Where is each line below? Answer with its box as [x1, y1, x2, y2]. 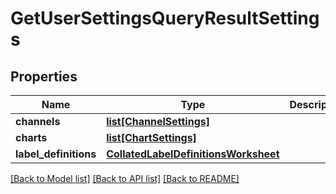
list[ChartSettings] [106, 131, 197, 144]
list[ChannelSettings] [106, 115, 210, 128]
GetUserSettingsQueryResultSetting [10, 7, 320, 30]
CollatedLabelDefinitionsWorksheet [106, 147, 280, 161]
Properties [10, 68, 78, 85]
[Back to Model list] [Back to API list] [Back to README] [10, 173, 240, 184]
